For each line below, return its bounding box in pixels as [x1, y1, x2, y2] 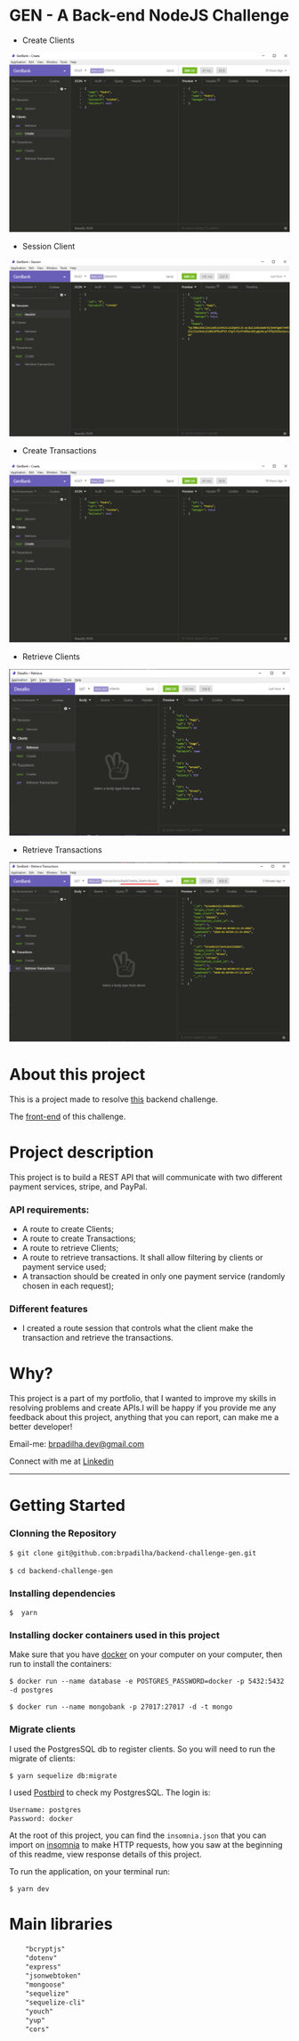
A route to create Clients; [21, 1223, 114, 1234]
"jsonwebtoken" [25, 1971, 82, 1980]
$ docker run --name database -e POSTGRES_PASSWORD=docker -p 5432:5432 [9, 1677, 285, 1686]
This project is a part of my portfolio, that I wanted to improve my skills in [9, 1393, 277, 1404]
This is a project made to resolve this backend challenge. [9, 1093, 218, 1105]
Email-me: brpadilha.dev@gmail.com [9, 1439, 145, 1449]
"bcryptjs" [25, 1944, 66, 1954]
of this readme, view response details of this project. [9, 1849, 202, 1859]
